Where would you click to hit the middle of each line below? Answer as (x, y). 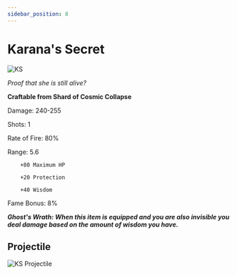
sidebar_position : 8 (38, 14)
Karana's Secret (56, 49)
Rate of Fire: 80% (33, 138)
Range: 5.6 (23, 152)
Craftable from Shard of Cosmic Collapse (70, 96)
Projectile (29, 247)
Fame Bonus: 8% (33, 203)
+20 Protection (43, 177)
